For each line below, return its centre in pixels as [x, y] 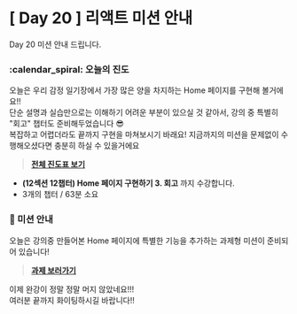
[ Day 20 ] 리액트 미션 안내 [101, 18]
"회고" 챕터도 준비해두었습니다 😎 [66, 124]
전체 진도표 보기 [58, 165]
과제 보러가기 [54, 270]
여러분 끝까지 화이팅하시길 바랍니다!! [72, 300]
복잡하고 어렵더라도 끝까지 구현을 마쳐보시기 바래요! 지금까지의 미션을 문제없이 [144, 134]
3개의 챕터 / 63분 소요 [60, 195]
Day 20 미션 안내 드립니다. [55, 44]
